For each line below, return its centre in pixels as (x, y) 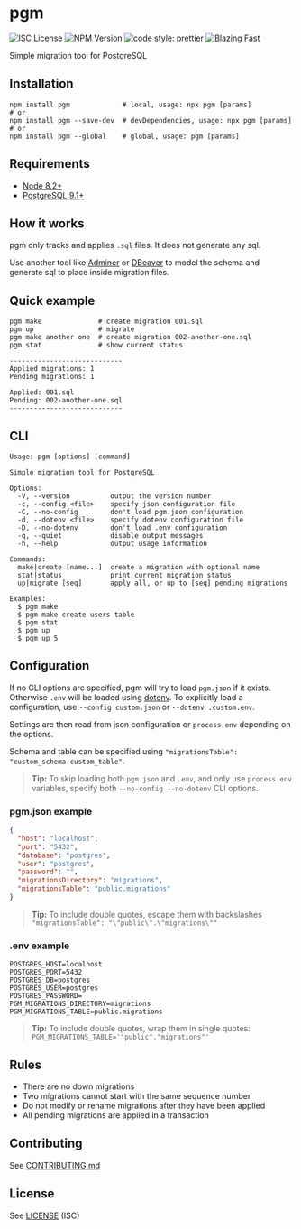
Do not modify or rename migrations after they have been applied (144, 1106)
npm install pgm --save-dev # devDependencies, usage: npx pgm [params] (151, 120)
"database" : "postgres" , (64, 855)
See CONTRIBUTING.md (55, 1165)
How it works (47, 223)
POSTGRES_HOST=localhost (56, 965)
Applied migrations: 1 (52, 369)
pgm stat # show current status (96, 346)
